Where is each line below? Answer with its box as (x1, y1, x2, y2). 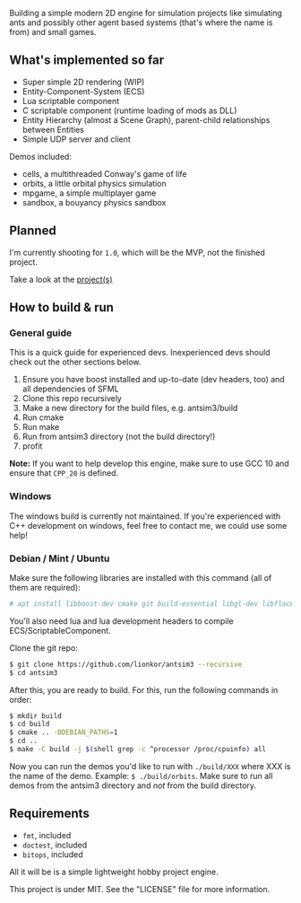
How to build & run (9, 300, 115, 315)
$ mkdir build (9, 711, 63, 721)
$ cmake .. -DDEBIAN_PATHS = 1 (9, 728, 118, 737)
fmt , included (21, 829, 72, 840)
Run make (21, 422, 60, 433)
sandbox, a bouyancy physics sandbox (21, 197, 167, 207)
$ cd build (9, 720, 50, 729)
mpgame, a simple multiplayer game (21, 188, 157, 198)
